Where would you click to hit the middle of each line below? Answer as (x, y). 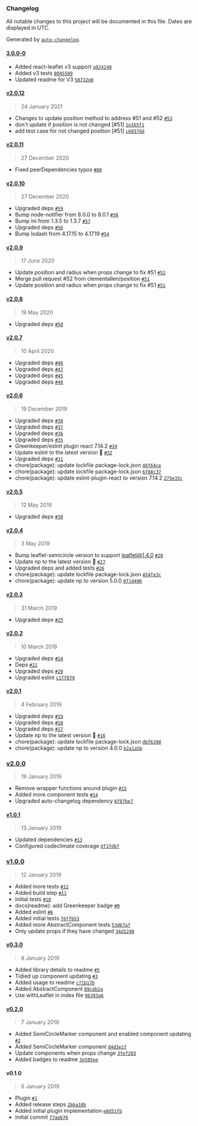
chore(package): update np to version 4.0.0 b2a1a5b (78, 748)
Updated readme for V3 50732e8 (54, 79)
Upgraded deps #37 (39, 427)
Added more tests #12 (42, 886)
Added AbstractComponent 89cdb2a (59, 989)
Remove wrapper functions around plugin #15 (71, 788)
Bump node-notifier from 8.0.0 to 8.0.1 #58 (66, 215)
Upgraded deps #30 (39, 517)
